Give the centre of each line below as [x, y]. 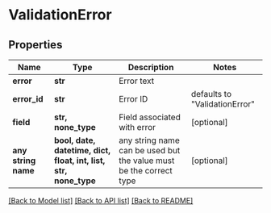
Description [151, 67]
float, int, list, [79, 161]
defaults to [211, 94]
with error [137, 127]
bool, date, [75, 140]
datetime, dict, [82, 150]
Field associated [150, 117]
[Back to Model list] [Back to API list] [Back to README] [101, 200]
